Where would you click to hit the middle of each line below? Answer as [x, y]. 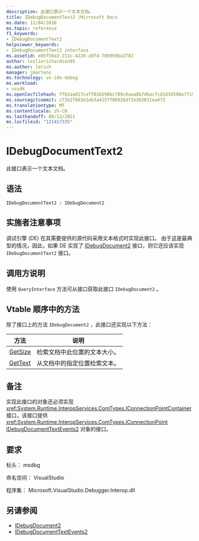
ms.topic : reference [32, 28]
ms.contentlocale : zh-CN [37, 111]
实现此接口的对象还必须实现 [40, 402]
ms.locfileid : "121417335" [39, 122]
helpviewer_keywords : [33, 45]
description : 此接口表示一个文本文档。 [50, 12]
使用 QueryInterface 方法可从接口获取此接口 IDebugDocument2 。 [84, 289]
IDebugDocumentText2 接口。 [40, 253]
